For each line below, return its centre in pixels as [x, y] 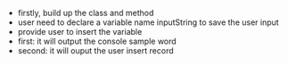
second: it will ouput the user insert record [95, 51]
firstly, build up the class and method [86, 13]
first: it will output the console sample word [97, 41]
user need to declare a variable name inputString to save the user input [148, 22]
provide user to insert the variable [80, 32]
